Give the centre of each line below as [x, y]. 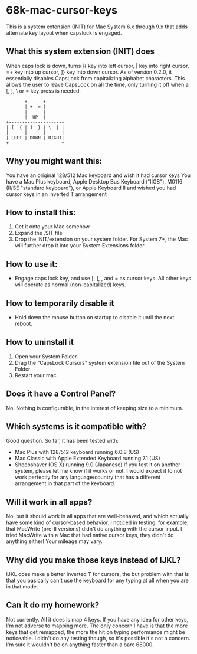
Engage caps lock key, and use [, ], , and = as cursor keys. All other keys [103, 279]
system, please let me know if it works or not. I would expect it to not [98, 471]
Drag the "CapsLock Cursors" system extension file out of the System [100, 362]
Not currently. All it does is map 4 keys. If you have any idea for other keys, [97, 619]
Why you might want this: [54, 161]
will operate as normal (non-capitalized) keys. [70, 285]
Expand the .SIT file [39, 233]
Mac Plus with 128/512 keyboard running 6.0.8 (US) [77, 452]
